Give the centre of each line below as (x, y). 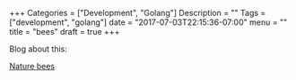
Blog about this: (38, 49)
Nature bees (32, 66)
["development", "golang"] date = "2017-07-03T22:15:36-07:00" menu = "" (148, 22)
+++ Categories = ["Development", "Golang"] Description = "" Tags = (138, 13)
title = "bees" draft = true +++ (65, 32)
